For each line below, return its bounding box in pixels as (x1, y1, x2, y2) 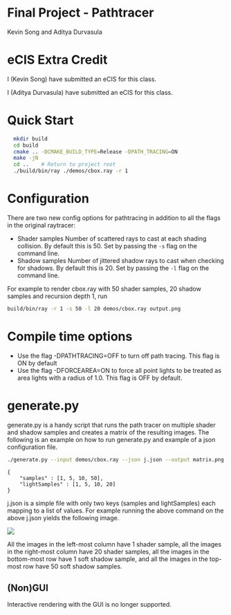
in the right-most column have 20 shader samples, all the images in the (7, 547, 210, 556)
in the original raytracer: (7, 221, 76, 229)
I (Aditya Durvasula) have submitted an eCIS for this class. (7, 88, 173, 96)
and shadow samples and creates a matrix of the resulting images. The (7, 428, 210, 437)
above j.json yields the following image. (7, 513, 120, 522)
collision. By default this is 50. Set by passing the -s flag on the (17, 242, 197, 250)
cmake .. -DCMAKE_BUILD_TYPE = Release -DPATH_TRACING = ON (13, 148, 178, 155)
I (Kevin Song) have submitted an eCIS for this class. (7, 75, 157, 83)
